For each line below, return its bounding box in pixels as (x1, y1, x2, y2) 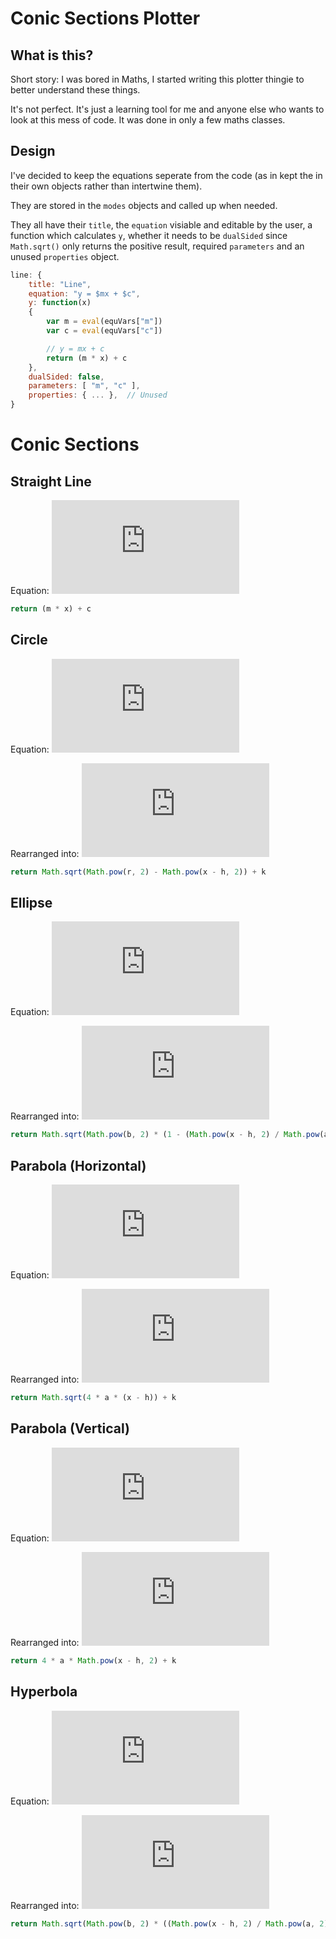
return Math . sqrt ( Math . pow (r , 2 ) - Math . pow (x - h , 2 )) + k (10, 867, 267, 877)
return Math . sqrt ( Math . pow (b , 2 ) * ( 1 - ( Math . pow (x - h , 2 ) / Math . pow (10, 1130, 320, 1140)
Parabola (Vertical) (10, 1420, 130, 1437)
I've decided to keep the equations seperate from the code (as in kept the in (10, 169, 323, 181)
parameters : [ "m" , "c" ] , (28, 381, 141, 391)
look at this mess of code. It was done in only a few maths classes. (10, 114, 286, 126)
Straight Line (10, 473, 92, 490)
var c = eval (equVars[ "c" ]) (46, 326, 163, 336)
